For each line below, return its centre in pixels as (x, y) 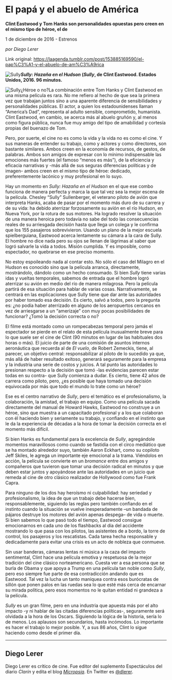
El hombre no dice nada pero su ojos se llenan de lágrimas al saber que (81, 241)
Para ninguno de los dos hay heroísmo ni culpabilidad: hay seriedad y (79, 492)
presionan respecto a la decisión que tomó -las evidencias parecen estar (82, 370)
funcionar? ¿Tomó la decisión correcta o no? (52, 316)
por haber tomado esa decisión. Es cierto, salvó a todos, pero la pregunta (83, 300)
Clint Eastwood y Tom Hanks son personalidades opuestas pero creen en (85, 24)
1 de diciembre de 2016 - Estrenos (41, 39)
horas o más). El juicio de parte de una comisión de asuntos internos (78, 342)
